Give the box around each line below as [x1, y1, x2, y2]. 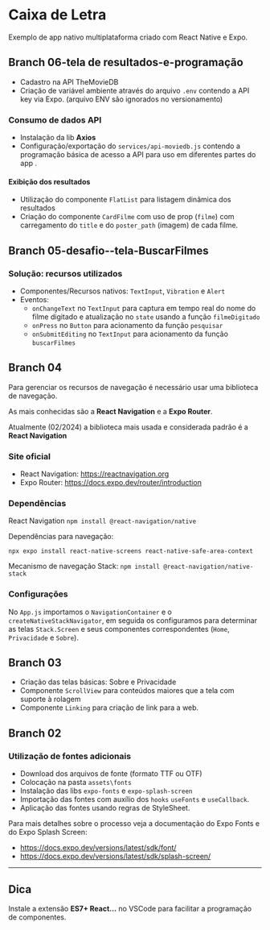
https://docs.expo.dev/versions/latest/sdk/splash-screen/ [19, 852, 211, 861]
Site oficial [8, 450, 51, 462]
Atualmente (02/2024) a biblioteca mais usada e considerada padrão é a [8, 421, 249, 432]
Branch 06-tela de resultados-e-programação [8, 56, 243, 69]
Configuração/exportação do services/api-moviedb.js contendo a [19, 141, 241, 151]
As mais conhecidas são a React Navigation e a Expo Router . [8, 406, 213, 416]
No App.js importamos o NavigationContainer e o [8, 607, 173, 617]
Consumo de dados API [8, 114, 102, 126]
